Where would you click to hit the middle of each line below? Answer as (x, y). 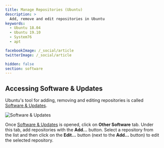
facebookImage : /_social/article (40, 50)
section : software (24, 69)
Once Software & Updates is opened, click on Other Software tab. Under (80, 125)
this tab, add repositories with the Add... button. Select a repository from (79, 130)
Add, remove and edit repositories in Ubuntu (57, 19)
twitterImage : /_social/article (38, 55)
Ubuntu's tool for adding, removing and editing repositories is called (74, 100)
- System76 (21, 37)
